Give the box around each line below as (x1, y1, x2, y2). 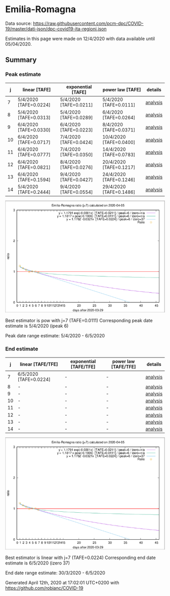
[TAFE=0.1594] (17, 177, 51, 183)
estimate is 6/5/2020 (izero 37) (5, 559, 70, 566)
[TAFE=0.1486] (102, 189, 136, 195)
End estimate (5, 345, 38, 353)
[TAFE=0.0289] (60, 114, 93, 120)
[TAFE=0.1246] (102, 177, 136, 183)
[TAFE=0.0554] (60, 189, 93, 195)
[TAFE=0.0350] (60, 152, 93, 158)
